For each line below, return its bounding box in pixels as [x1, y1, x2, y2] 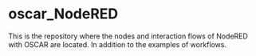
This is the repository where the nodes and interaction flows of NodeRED [8, 31, 249, 41]
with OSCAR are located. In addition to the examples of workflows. [8, 39, 227, 49]
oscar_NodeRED [8, 5, 118, 23]
